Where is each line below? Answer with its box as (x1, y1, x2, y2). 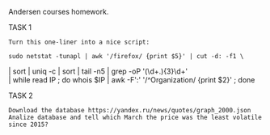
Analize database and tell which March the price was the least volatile (8, 113, 263, 121)
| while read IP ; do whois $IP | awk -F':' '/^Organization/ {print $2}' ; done (8, 75, 255, 84)
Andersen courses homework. (8, 7, 109, 16)
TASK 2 (8, 91, 34, 100)
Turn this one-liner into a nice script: (8, 38, 150, 46)
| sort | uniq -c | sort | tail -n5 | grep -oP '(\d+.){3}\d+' (8, 66, 188, 76)
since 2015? (8, 120, 49, 129)
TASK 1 (8, 23, 32, 32)
